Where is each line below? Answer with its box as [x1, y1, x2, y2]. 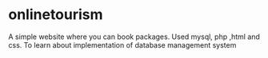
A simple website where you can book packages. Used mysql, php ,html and [8, 32, 260, 41]
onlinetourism [8, 6, 103, 24]
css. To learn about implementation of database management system [8, 40, 237, 49]
